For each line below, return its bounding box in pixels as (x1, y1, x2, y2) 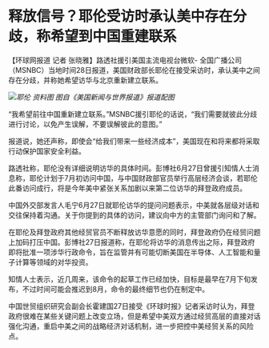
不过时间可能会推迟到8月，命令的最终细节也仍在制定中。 (22, 284, 210, 294)
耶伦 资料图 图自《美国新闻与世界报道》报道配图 (16, 92, 175, 102)
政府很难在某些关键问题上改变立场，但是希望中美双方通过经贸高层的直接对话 (8, 311, 261, 321)
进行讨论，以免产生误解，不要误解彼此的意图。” (8, 119, 163, 129)
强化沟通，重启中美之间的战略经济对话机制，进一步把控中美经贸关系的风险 (8, 321, 254, 330)
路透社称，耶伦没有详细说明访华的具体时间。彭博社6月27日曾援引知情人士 (8, 163, 253, 173)
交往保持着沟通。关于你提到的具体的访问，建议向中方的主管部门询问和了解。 (8, 210, 261, 220)
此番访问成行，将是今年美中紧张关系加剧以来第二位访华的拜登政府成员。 (8, 183, 247, 193)
